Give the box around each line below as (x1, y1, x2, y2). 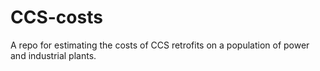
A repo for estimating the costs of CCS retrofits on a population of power (10, 39, 310, 51)
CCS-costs (10, 6, 103, 29)
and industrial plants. (10, 49, 97, 61)
